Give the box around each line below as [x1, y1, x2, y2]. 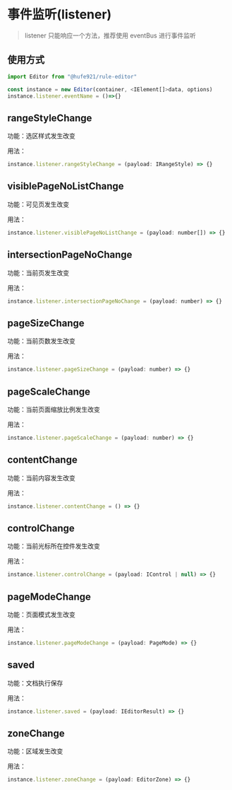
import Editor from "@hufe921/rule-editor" [7, 73, 138, 80]
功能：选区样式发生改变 [7, 132, 75, 140]
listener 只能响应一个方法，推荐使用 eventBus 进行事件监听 [24, 31, 196, 40]
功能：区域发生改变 [7, 747, 63, 755]
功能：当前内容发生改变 [7, 473, 75, 482]
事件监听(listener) [7, 6, 112, 23]
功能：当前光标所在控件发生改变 [7, 542, 100, 550]
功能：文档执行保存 [7, 678, 63, 687]
